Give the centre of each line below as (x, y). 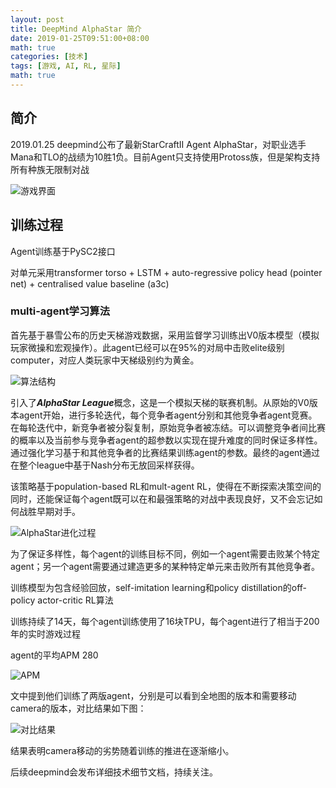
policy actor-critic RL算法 (62, 600)
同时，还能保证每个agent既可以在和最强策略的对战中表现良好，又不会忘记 (162, 498)
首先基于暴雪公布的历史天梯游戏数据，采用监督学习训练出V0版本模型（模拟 (165, 335)
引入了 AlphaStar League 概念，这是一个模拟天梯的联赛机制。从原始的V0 (160, 402)
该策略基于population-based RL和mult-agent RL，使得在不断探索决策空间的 (166, 486)
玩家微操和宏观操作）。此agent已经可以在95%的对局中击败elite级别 (147, 347)
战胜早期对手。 (49, 511)
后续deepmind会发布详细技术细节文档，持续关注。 (114, 772)
